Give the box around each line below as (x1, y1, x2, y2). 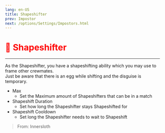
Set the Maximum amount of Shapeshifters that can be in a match (19, 93, 152, 99)
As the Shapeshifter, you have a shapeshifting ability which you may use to (5, 63, 157, 69)
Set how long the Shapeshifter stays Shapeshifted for (19, 104, 128, 109)
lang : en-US (5, 7, 29, 12)
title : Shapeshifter (5, 12, 48, 17)
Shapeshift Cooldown (12, 109, 56, 115)
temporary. (5, 79, 27, 84)
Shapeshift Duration (12, 99, 53, 105)
